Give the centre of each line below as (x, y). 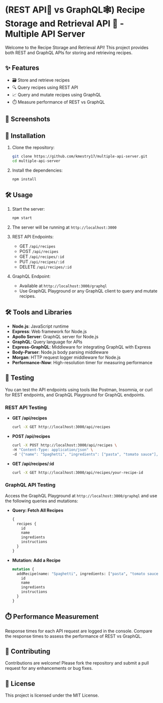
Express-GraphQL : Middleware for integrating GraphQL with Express (81, 347)
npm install (24, 179)
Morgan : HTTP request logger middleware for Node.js (66, 357)
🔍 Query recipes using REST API (45, 87)
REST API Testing (26, 407)
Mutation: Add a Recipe (36, 560)
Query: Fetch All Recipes (38, 510)
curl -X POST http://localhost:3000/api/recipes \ (64, 445)
